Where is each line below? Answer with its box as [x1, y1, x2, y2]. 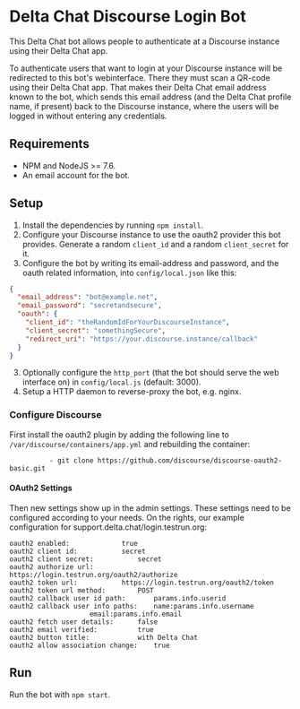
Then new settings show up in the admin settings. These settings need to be [9, 502, 291, 513]
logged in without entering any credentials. [9, 110, 167, 121]
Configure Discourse [9, 409, 102, 421]
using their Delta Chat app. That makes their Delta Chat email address [9, 82, 267, 92]
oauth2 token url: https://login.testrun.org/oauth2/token [9, 578, 275, 587]
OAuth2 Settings [9, 482, 73, 494]
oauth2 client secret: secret [9, 554, 163, 564]
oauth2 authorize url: [9, 562, 94, 571]
